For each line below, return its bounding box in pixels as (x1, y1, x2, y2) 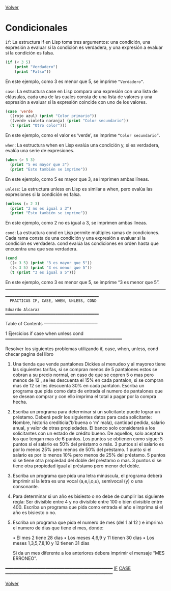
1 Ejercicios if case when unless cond (5, 330, 84, 336)
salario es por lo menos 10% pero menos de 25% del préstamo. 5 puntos (12, 452, 166, 458)
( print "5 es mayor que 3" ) (10, 162, 70, 167)
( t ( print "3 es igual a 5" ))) (10, 270, 76, 275)
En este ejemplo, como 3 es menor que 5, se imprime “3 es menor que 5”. (5, 279, 160, 285)
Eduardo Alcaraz (5, 307, 40, 312)
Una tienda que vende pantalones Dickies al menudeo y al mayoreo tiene (12, 361, 166, 367)
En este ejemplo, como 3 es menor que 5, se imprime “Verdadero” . (5, 78, 145, 85)
